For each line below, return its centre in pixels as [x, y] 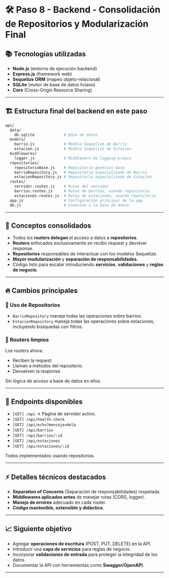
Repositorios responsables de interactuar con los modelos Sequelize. [85, 254]
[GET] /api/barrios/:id [37, 436]
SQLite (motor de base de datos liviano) [54, 85]
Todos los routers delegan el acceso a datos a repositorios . [75, 238]
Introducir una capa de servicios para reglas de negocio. [72, 549]
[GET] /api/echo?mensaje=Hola [44, 425]
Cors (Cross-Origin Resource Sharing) [52, 90]
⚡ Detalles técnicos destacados [56, 477]
